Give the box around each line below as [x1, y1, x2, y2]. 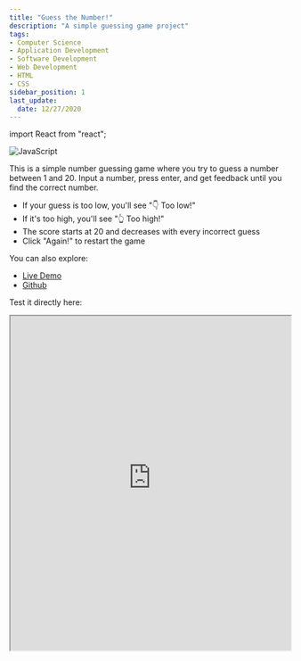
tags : [9, 29, 29, 38]
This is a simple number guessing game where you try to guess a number [9, 163, 279, 174]
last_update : [9, 95, 58, 105]
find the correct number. [9, 182, 99, 193]
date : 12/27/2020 [17, 104, 82, 113]
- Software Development [9, 54, 98, 63]
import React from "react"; [9, 128, 107, 139]
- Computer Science [9, 37, 82, 47]
